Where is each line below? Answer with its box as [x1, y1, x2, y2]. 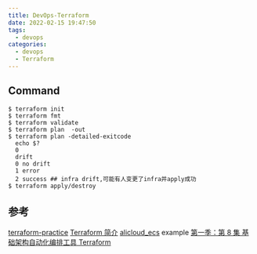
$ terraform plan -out [8, 125, 86, 133]
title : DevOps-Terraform [8, 11, 89, 20]
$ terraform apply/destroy [8, 182, 96, 190]
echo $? [15, 139, 41, 147]
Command [8, 84, 60, 98]
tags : [8, 26, 26, 34]
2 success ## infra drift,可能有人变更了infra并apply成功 [15, 175, 197, 183]
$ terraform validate [8, 118, 79, 126]
